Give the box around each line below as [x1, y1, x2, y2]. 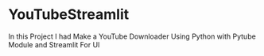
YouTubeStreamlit [8, 6, 130, 24]
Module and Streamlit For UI [8, 39, 100, 49]
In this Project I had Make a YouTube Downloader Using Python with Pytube [8, 32, 256, 41]
